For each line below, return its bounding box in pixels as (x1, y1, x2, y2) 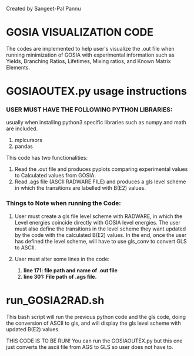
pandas (14, 143, 34, 150)
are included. (6, 125, 38, 132)
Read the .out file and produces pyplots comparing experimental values (14, 166, 188, 173)
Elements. (6, 64, 31, 71)
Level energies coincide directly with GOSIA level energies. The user (14, 219, 181, 226)
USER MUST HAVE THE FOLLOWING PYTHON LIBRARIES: (6, 106, 173, 114)
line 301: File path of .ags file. (23, 273, 97, 280)
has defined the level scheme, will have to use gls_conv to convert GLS (14, 238, 187, 245)
